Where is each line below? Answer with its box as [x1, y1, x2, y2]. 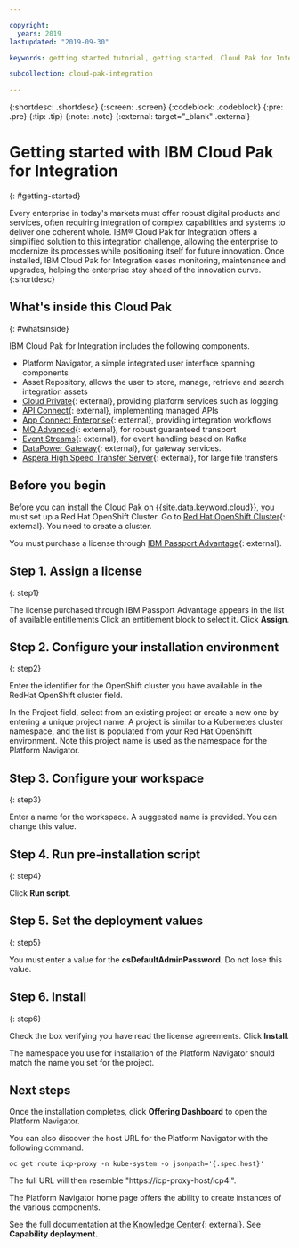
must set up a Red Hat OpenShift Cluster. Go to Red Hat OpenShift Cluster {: [9, 511, 286, 521]
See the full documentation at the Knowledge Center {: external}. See [9, 1220, 261, 1230]
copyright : [9, 20, 50, 29]
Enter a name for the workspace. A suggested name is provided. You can [9, 811, 278, 823]
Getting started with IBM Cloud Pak [9, 142, 274, 163]
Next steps [9, 1083, 71, 1098]
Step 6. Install [9, 989, 87, 1005]
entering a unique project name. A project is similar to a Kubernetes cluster [9, 717, 284, 728]
